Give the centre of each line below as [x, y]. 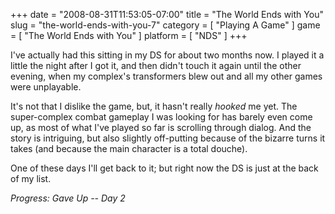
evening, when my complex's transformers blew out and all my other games [166, 76]
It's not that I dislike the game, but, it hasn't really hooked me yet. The [154, 106]
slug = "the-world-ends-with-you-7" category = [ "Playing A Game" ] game [165, 25]
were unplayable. [46, 87]
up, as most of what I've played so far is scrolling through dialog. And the [161, 127]
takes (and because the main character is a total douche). [129, 148]
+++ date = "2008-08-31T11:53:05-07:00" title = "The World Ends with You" [167, 14]
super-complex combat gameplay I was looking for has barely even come [161, 117]
